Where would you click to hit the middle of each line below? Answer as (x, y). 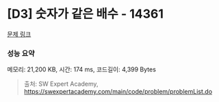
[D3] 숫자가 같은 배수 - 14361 (86, 14)
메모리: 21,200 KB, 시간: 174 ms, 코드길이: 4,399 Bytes (81, 69)
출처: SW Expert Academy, (61, 84)
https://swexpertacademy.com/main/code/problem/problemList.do (118, 92)
